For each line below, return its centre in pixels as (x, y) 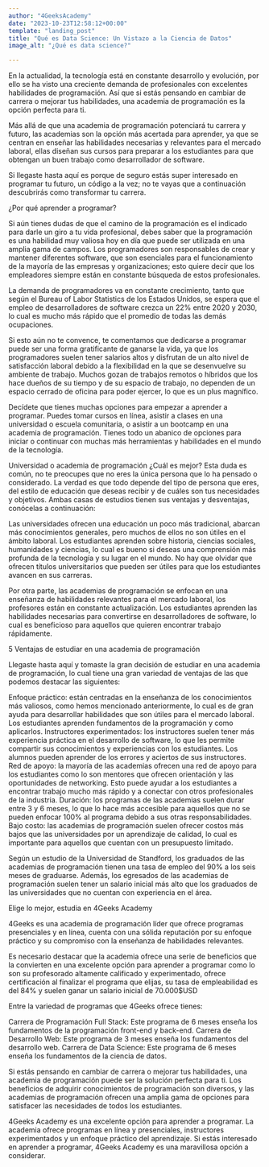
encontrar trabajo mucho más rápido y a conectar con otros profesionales (131, 792)
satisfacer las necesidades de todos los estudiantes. (95, 1106)
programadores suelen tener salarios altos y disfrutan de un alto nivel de (129, 357)
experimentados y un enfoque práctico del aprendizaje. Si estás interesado (133, 1139)
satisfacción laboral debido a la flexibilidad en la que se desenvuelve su (127, 366)
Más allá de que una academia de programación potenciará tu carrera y (127, 126)
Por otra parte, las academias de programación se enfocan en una (118, 591)
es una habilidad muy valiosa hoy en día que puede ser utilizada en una (127, 241)
